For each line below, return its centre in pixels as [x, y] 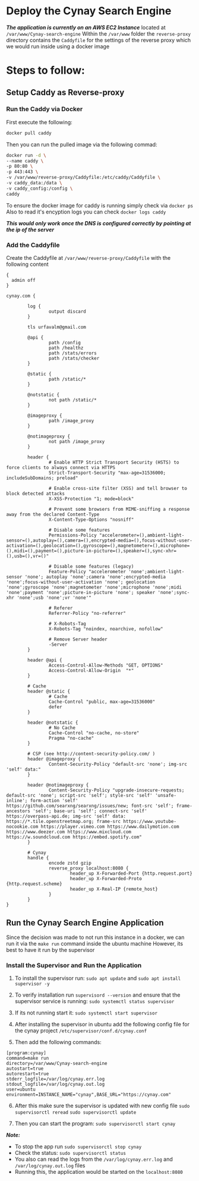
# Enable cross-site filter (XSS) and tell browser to [118, 488]
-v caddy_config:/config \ [40, 189]
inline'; [17, 800]
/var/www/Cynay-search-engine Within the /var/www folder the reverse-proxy [99, 33]
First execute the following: [39, 122]
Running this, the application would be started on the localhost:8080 [99, 1172]
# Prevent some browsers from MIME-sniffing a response [119, 509]
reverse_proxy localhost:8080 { [89, 868]
